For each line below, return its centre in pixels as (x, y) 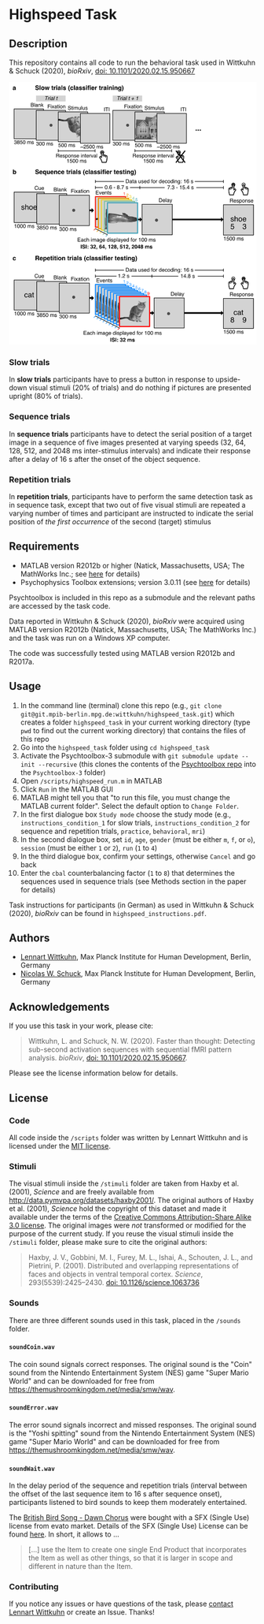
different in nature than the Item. (80, 1566)
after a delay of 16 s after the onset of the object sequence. (105, 459)
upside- (228, 379)
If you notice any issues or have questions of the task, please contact (121, 1604)
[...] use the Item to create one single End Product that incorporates (137, 1550)
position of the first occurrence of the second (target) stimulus (110, 522)
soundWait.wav (32, 1469)
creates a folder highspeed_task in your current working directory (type (135, 722)
